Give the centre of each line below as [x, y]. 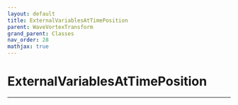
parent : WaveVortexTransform [50, 27]
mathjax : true [28, 47]
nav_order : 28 [28, 40]
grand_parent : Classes [41, 33]
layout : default [31, 14]
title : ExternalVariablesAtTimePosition [68, 20]
